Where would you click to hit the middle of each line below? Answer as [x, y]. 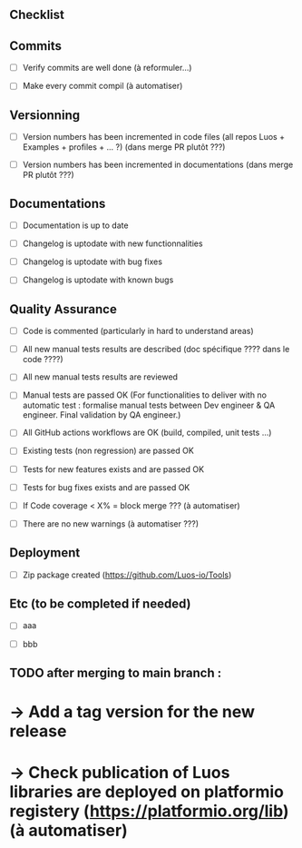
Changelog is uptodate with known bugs [98, 280]
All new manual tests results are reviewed [100, 377]
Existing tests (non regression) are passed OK [108, 451]
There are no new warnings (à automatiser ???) [111, 523]
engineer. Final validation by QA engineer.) [102, 415]
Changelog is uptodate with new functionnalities [112, 243]
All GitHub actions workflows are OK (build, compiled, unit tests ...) [147, 433]
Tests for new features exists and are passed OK [113, 469]
